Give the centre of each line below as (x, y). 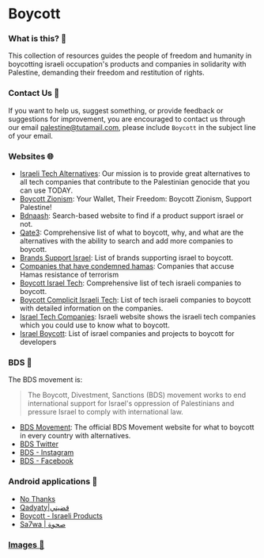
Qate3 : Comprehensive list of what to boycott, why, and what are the (131, 233)
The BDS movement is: (45, 380)
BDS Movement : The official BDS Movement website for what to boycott (137, 427)
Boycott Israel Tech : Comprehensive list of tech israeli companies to (130, 283)
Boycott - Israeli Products (61, 515)
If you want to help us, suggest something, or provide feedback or (116, 110)
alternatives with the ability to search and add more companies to (126, 241)
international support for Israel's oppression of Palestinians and (131, 403)
